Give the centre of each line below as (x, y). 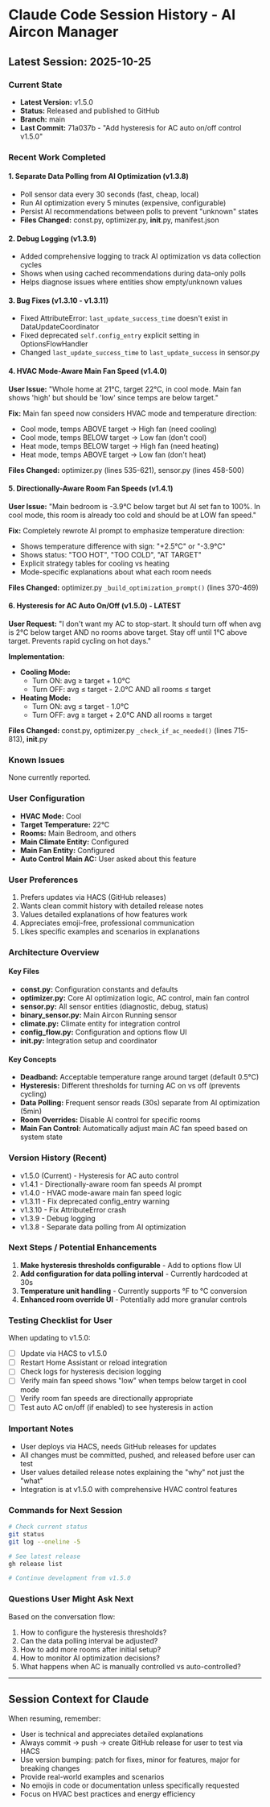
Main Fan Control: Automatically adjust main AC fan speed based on (133, 1129)
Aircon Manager (63, 32)
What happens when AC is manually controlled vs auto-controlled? (130, 1666)
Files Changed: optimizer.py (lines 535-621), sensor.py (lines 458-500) (127, 470)
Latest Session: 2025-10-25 (80, 62)
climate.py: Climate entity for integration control (100, 1024)
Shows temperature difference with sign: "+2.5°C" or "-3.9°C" (123, 546)
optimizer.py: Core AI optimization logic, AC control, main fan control (135, 998)
